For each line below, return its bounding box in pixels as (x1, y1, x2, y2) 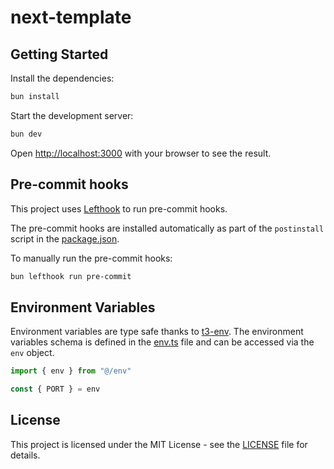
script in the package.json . (10, 232, 120, 245)
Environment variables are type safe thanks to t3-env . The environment (10, 326, 304, 338)
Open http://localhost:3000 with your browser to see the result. (10, 147, 272, 159)
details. (10, 449, 41, 461)
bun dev (10, 129, 43, 139)
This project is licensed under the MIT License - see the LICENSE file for (10, 438, 308, 450)
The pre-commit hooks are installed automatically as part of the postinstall (10, 222, 325, 234)
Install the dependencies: (10, 72, 115, 84)
